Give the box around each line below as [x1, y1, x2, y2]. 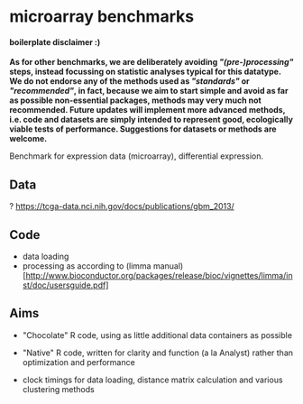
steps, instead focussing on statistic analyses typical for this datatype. [9, 66, 281, 78]
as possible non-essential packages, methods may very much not [9, 95, 262, 106]
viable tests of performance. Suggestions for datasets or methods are [9, 124, 277, 134]
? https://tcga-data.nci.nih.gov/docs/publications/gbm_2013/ [9, 201, 234, 212]
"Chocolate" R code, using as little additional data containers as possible [22, 329, 293, 340]
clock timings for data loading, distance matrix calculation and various [22, 374, 283, 385]
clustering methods [22, 383, 95, 394]
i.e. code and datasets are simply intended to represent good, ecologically [9, 115, 293, 125]
